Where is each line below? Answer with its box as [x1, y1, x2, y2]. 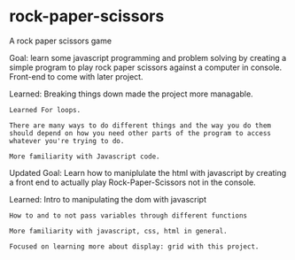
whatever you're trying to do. [9, 136, 125, 145]
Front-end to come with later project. [9, 71, 144, 81]
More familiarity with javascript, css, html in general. [9, 226, 228, 235]
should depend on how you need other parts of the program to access [9, 128, 272, 138]
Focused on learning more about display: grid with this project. [9, 241, 260, 251]
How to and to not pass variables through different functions [9, 210, 248, 220]
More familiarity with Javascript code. [9, 152, 161, 161]
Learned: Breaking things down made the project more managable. [9, 88, 254, 99]
